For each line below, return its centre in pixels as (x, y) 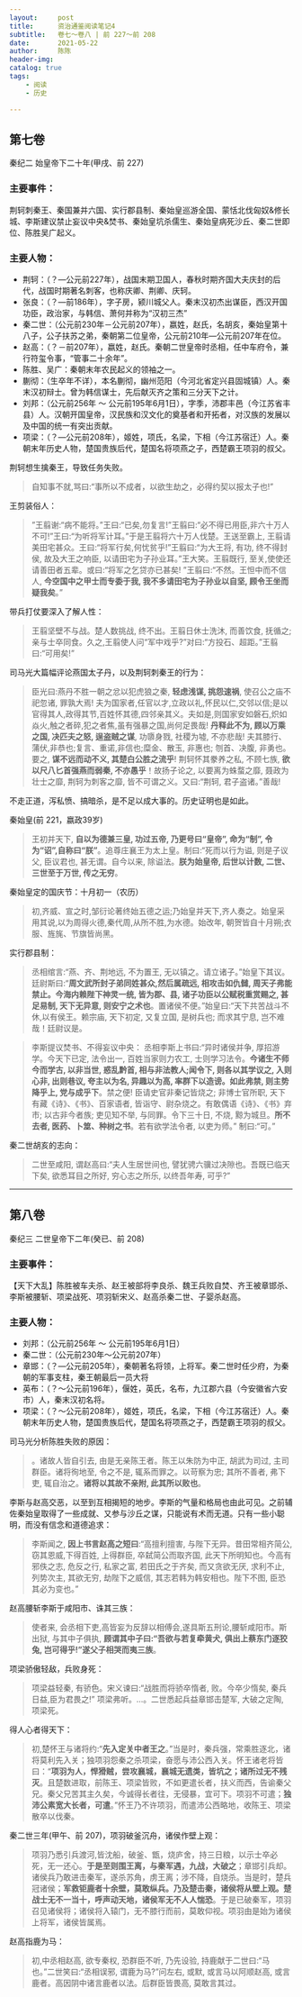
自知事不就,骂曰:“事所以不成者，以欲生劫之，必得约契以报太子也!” (152, 486)
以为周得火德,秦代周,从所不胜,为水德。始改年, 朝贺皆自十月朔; (171, 922)
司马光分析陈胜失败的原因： (61, 1441)
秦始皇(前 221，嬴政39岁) (56, 820)
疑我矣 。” (47, 592)
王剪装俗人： (33, 505)
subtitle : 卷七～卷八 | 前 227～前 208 (82, 34)
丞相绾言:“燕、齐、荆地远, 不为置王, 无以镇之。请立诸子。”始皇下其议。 (160, 971)
